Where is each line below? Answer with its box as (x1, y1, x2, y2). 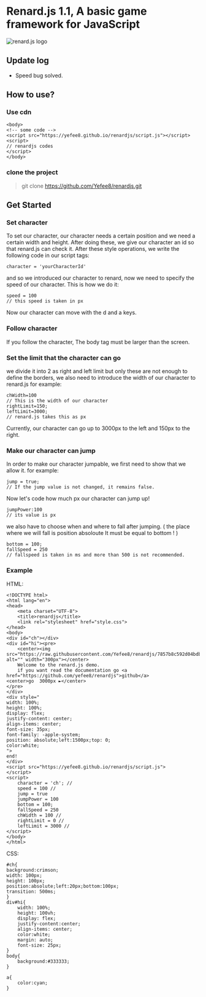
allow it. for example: (6, 467, 59, 474)
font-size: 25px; (17, 942, 62, 949)
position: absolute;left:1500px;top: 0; (6, 737, 112, 743)
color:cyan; (17, 980, 48, 986)
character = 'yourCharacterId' (6, 264, 86, 270)
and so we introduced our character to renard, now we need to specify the (6, 274, 195, 282)
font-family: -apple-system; (6, 731, 81, 737)
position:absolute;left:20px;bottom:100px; (6, 883, 120, 889)
